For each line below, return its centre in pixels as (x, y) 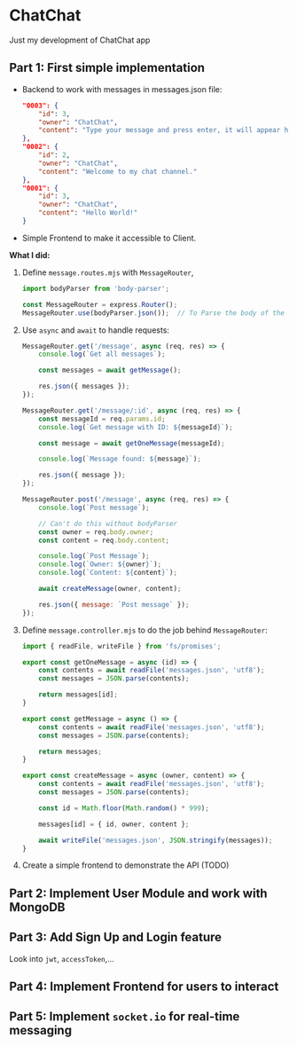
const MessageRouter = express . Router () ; (100, 304)
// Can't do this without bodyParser (108, 523)
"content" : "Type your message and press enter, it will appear (160, 130)
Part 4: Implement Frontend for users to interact (144, 986)
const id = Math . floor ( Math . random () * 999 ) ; (124, 808)
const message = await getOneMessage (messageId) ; (132, 443)
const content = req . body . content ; (104, 540)
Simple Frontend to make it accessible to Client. (109, 238)
